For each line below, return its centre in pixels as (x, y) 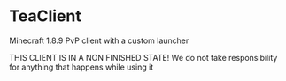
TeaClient (45, 16)
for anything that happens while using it (81, 67)
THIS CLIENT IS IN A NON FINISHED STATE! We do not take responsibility (143, 57)
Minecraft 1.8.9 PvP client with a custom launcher (99, 40)
